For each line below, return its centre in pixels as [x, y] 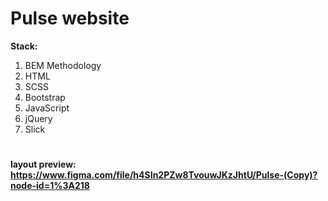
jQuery [38, 118]
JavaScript [47, 108]
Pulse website [70, 18]
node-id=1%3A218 [50, 186]
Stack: [24, 46]
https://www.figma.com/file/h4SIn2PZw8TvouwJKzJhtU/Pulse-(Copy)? [164, 175]
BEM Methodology [63, 65]
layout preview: [43, 164]
